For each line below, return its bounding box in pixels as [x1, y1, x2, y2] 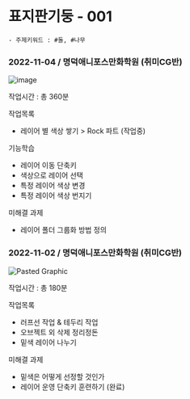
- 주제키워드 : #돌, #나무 [8, 36, 86, 44]
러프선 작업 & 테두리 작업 [19, 317, 99, 327]
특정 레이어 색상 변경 [19, 181, 86, 191]
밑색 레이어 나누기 [19, 337, 77, 347]
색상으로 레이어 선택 [19, 170, 83, 180]
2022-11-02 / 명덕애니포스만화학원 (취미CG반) [8, 247, 183, 258]
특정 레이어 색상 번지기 [19, 191, 92, 200]
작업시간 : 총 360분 [8, 92, 70, 102]
